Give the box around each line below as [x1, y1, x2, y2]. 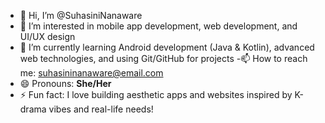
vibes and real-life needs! [48, 103, 154, 115]
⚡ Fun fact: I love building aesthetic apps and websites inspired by [19, 89, 293, 100]
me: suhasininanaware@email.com [19, 67, 164, 79]
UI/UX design [19, 31, 76, 42]
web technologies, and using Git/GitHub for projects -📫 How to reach [19, 53, 308, 64]
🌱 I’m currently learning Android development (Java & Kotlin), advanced [19, 41, 315, 53]
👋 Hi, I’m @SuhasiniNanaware [19, 10, 143, 21]
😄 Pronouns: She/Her [19, 78, 112, 89]
